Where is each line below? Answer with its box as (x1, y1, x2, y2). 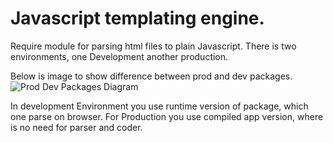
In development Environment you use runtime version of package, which (10, 100, 309, 112)
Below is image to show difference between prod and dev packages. (10, 70, 293, 82)
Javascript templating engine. (10, 7, 265, 30)
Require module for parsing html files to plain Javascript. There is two (10, 40, 297, 52)
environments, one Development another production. (10, 50, 229, 62)
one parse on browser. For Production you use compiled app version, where (10, 110, 324, 122)
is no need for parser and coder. (10, 121, 143, 133)
